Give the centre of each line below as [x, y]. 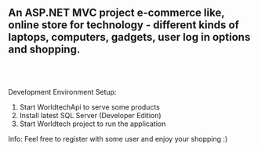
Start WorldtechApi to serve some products [90, 107]
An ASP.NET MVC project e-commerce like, [116, 13]
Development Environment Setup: [62, 92]
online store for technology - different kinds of [124, 25]
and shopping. [44, 50]
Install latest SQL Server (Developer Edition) [91, 115]
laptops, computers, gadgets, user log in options [129, 37]
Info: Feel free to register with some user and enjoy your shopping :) [118, 138]
